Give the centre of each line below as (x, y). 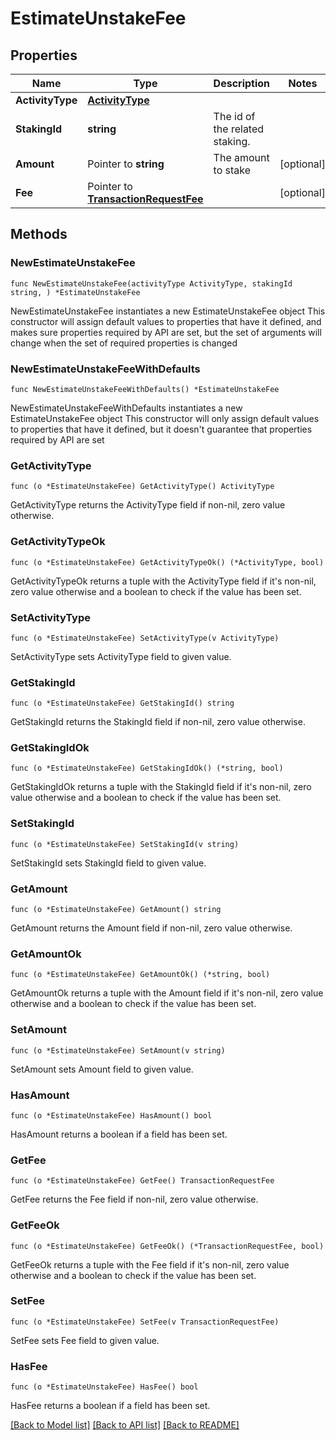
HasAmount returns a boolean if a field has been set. (119, 1134)
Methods (39, 234)
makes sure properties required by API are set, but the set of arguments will (166, 332)
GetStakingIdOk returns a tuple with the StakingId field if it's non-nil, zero (161, 787)
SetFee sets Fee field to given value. (85, 1340)
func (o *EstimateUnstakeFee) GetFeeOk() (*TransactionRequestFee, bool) (167, 1246)
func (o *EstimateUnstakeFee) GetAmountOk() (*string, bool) (140, 975)
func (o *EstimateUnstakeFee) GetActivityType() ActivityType (142, 487)
